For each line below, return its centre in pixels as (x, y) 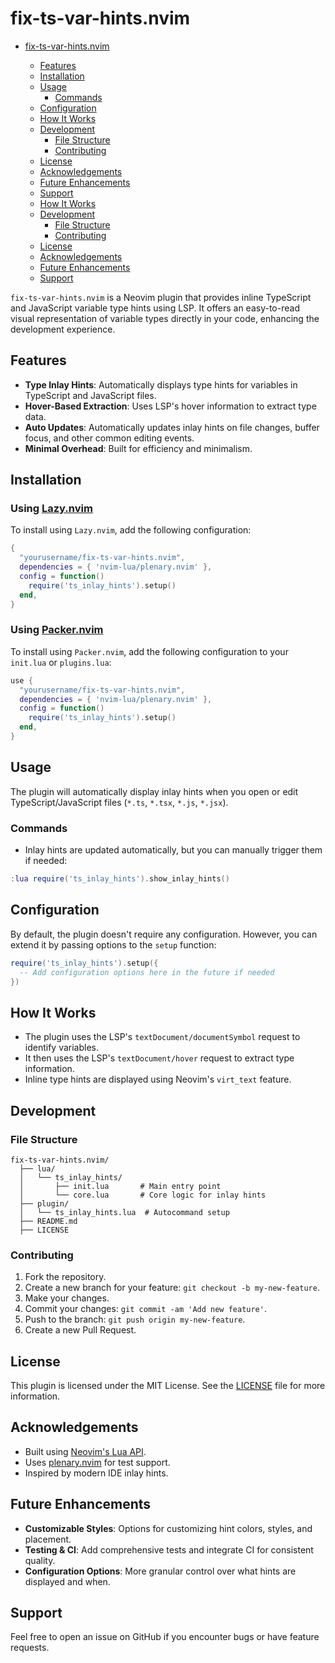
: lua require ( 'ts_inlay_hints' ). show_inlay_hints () (120, 879)
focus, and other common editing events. (109, 438)
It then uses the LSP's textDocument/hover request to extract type (159, 1058)
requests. (30, 1648)
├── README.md (48, 1221)
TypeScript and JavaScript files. (90, 395)
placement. (48, 1539)
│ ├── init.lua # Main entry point (120, 1186)
